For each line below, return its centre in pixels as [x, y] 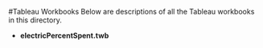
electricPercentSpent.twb [64, 36]
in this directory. [35, 20]
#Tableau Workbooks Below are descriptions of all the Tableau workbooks [131, 12]
